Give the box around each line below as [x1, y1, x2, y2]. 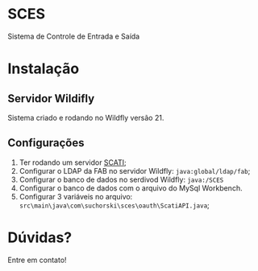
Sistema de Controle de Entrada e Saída [7, 31, 140, 41]
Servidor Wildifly [7, 92, 95, 105]
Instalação [7, 60, 80, 78]
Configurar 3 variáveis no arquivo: [19, 191, 133, 201]
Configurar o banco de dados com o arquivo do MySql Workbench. [19, 183, 243, 193]
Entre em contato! [7, 255, 67, 265]
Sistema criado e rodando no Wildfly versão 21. [7, 113, 164, 122]
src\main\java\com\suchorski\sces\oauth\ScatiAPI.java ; [19, 200, 210, 210]
